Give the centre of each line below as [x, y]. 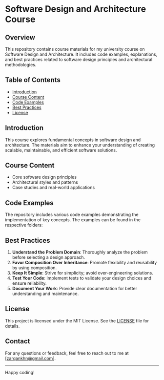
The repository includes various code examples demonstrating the [72, 215]
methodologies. [21, 65]
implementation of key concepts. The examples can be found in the [73, 220]
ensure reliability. [29, 283]
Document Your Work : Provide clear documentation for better [75, 289]
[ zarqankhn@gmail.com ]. [31, 358]
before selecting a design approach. [49, 257]
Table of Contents [33, 80]
